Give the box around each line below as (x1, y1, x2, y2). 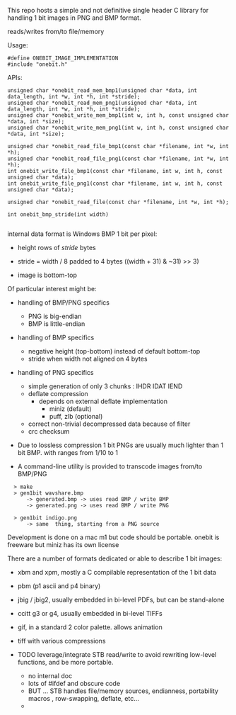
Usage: (7, 41, 28, 49)
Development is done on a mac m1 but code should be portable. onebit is (7, 533, 220, 541)
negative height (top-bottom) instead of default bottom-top (28, 347, 201, 355)
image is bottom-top (17, 271, 78, 279)
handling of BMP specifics (17, 333, 95, 342)
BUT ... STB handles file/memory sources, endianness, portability (28, 687, 219, 695)
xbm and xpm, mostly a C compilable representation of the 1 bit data (17, 568, 217, 576)
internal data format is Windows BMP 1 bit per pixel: (7, 230, 158, 238)
